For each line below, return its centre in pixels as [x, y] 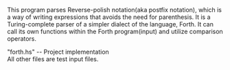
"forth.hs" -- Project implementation [58, 52]
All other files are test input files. [53, 59]
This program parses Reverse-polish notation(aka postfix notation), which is [114, 10]
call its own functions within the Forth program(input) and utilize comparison [115, 31]
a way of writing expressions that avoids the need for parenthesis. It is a [109, 17]
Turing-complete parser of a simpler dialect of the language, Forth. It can [111, 24]
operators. [22, 39]
